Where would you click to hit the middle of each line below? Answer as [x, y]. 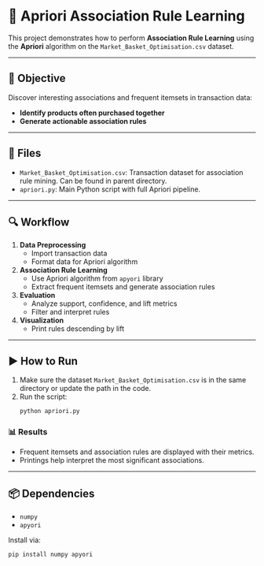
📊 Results [28, 431]
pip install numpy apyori [50, 555]
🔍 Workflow [39, 222]
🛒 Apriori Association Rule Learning [126, 16]
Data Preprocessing [53, 245]
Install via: [24, 540]
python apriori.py [49, 411]
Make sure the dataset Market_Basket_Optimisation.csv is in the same [133, 380]
